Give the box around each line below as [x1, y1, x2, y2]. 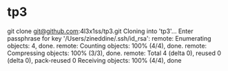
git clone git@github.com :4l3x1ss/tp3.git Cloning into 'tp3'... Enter [7, 27, 194, 35]
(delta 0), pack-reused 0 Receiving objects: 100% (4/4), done [7, 56, 182, 64]
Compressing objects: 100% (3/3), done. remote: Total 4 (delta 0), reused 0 [7, 49, 222, 57]
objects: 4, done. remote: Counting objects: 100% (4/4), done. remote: [7, 41, 207, 50]
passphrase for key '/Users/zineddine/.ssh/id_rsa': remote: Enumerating [7, 34, 211, 42]
